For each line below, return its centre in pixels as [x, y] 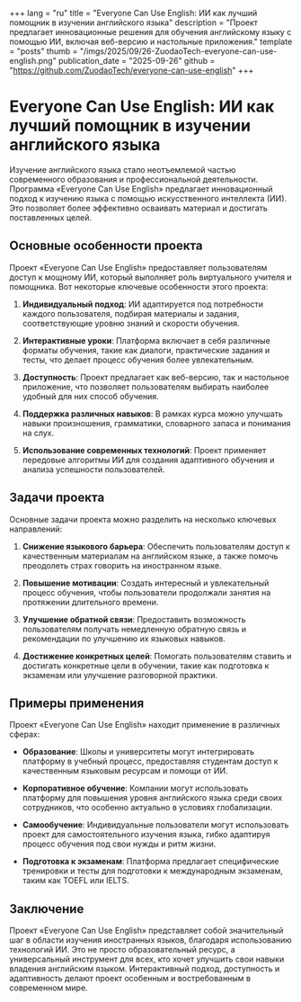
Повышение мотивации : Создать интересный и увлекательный [146, 583]
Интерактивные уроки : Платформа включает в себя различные [146, 340]
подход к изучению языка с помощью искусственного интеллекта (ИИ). [148, 198]
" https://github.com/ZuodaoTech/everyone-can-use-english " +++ [132, 70]
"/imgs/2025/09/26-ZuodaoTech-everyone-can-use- [178, 51]
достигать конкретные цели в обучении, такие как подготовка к [146, 666]
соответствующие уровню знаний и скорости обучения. [131, 323]
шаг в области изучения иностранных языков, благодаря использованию [150, 940]
